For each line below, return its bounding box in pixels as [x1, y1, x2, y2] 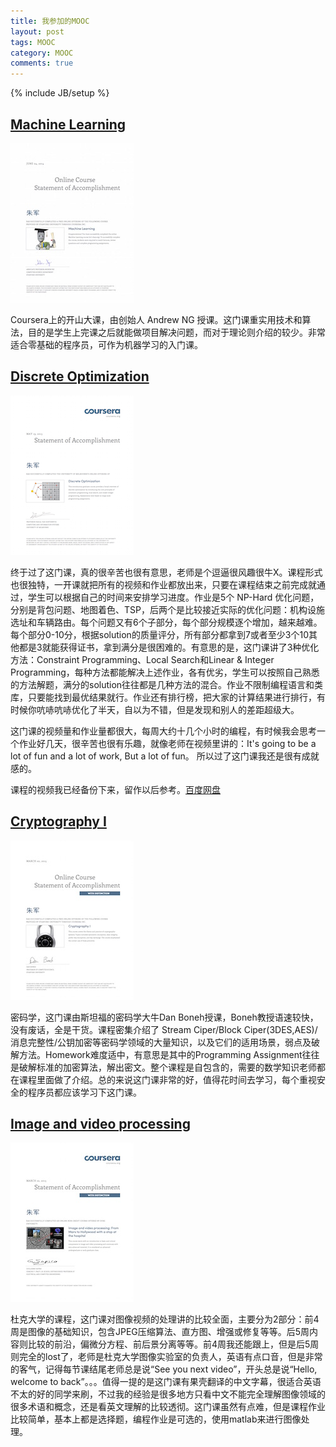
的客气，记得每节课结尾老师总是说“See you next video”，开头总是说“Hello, [10, 1363, 318, 1375]
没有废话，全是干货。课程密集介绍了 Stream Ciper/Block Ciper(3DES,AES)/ [10, 1023, 318, 1035]
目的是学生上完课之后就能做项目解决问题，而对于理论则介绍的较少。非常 [27, 326, 326, 338]
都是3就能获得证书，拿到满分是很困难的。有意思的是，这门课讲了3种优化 [18, 641, 320, 653]
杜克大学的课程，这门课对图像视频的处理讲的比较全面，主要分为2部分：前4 [10, 1313, 320, 1325]
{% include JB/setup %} [10, 87, 110, 99]
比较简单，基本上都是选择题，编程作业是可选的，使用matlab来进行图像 [10, 1413, 302, 1425]
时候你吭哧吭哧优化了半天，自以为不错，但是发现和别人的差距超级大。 [10, 703, 300, 715]
